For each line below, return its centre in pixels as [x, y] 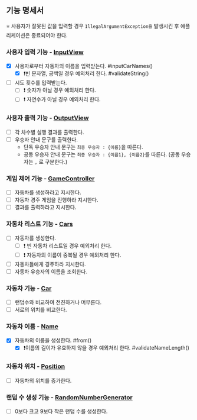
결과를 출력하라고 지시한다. [45, 207]
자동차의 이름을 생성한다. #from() [53, 340]
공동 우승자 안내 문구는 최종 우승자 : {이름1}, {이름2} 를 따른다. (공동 [101, 154]
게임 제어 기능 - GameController [50, 178]
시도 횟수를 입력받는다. [41, 83]
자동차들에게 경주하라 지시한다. [50, 264]
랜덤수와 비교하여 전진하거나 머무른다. [58, 302]
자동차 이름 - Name [32, 326]
